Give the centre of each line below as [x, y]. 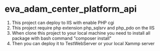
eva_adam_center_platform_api [71, 9]
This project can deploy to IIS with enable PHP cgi [63, 23]
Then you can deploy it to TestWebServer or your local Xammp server [83, 43]
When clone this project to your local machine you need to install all [81, 33]
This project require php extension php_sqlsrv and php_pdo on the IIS [83, 27]
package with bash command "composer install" [62, 38]
